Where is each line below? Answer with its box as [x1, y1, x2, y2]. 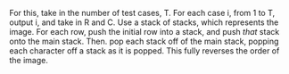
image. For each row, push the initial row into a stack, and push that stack [9, 27, 280, 37]
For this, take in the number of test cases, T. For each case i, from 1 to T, [9, 8, 276, 18]
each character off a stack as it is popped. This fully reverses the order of [9, 45, 280, 56]
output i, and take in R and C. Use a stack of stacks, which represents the [9, 17, 279, 28]
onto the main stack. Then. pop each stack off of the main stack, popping [9, 36, 279, 46]
